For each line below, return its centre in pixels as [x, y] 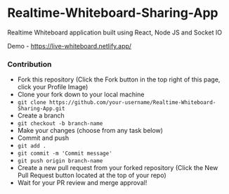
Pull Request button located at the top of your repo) [92, 175]
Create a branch [41, 116]
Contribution [30, 64]
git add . [32, 146]
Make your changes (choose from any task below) [90, 131]
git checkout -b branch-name [60, 124]
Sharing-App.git [41, 109]
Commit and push [43, 138]
